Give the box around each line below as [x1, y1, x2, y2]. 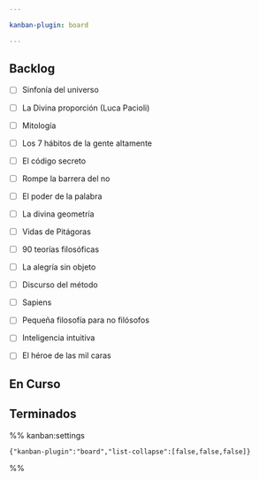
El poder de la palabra [21, 191, 103, 202]
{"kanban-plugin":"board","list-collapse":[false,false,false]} [9, 447, 251, 456]
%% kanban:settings [9, 430, 86, 440]
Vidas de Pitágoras [21, 226, 91, 237]
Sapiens [21, 297, 52, 308]
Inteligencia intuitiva [21, 332, 95, 343]
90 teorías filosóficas [21, 244, 100, 255]
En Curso [9, 377, 61, 392]
